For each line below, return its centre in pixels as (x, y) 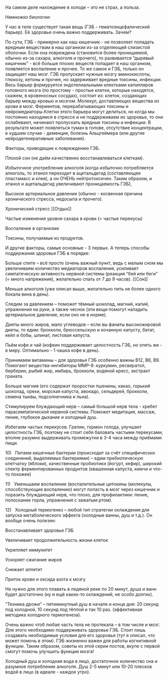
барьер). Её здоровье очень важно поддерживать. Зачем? (68, 32)
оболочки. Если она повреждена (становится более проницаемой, (77, 53)
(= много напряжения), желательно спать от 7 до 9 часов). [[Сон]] (76, 279)
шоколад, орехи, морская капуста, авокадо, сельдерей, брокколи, (77, 391)
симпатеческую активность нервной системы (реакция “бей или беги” (81, 274)
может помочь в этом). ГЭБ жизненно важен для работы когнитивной (81, 641)
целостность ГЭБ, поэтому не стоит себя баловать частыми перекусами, (84, 432)
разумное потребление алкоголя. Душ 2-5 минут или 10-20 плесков (78, 666)
